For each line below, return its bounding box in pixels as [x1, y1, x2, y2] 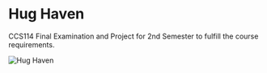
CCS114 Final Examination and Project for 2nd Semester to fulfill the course [8, 31, 259, 41]
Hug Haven [8, 5, 85, 23]
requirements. [8, 39, 55, 49]
